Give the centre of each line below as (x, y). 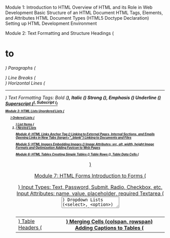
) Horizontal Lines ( (25, 83)
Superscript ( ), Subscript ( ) (32, 103)
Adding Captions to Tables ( (110, 228)
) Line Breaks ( (20, 77)
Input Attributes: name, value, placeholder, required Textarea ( (90, 193)
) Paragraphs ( (20, 68)
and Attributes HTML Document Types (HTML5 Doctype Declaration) (77, 18)
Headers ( (30, 227)
